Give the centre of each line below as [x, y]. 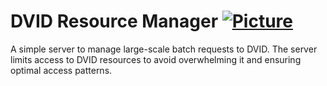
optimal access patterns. [61, 70]
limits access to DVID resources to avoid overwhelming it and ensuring [156, 59]
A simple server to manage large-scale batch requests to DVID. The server [164, 49]
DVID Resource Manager [114, 21]
